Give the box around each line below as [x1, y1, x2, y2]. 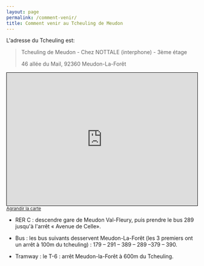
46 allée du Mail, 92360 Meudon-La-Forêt [21, 60, 127, 67]
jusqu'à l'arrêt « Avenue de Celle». [15, 223, 101, 230]
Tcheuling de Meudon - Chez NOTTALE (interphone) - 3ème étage [21, 49, 188, 56]
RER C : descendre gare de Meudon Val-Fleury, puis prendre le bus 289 [15, 216, 194, 223]
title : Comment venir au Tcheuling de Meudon [6, 20, 123, 26]
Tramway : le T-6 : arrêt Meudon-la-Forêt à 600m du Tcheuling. [15, 253, 174, 260]
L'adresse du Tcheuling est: [6, 37, 75, 44]
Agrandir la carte [6, 206, 41, 212]
